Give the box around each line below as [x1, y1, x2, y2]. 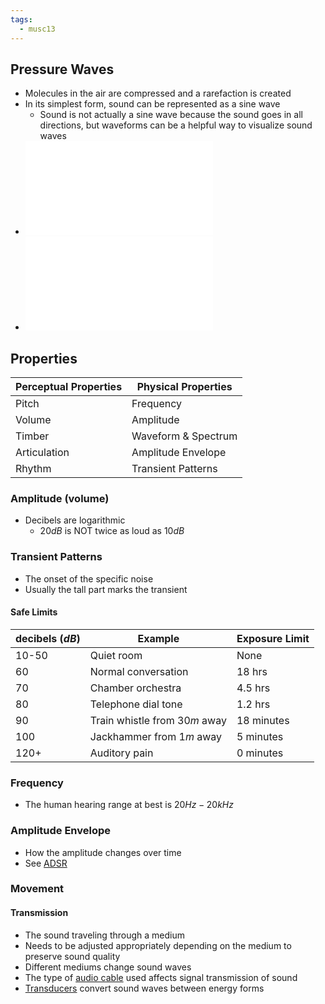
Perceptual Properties [15, 380, 123, 394]
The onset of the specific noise [24, 572, 154, 585]
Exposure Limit [236, 631, 310, 645]
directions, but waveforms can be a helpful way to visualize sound [39, 119, 313, 131]
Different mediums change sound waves [24, 961, 192, 973]
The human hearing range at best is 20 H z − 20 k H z [24, 799, 234, 811]
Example [137, 631, 180, 645]
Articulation [15, 446, 70, 460]
